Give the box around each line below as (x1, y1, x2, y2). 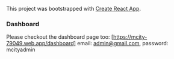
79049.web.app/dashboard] (6, 40, 76, 47)
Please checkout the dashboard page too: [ (6, 33, 114, 41)
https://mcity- (113, 33, 148, 41)
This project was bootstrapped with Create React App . (6, 5, 141, 12)
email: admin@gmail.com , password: (77, 40, 169, 47)
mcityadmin (6, 46, 36, 53)
